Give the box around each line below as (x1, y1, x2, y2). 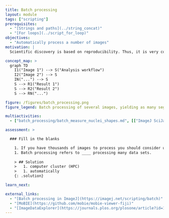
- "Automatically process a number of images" (10, 40, 109, 45)
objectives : (5, 36, 30, 41)
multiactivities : (5, 114, 42, 119)
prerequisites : (5, 21, 37, 27)
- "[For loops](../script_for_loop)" (10, 31, 89, 36)
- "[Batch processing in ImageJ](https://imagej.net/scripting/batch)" (10, 196, 163, 201)
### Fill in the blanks (10, 136, 59, 141)
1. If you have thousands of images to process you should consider (14, 145, 161, 150)
